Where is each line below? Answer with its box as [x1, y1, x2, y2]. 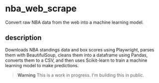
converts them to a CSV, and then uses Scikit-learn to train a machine [5, 57, 148, 63]
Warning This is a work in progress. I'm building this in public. [17, 72, 144, 78]
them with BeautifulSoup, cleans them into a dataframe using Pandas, [5, 52, 148, 58]
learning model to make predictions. [5, 62, 79, 68]
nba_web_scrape [5, 3, 77, 14]
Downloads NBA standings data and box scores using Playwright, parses [5, 46, 155, 52]
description [5, 34, 42, 42]
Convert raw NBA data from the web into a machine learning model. [5, 19, 144, 25]
